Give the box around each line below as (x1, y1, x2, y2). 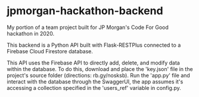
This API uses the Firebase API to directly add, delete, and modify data (7, 59, 181, 66)
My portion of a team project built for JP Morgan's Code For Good (7, 24, 169, 31)
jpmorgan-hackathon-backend (7, 4, 163, 18)
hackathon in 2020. (7, 30, 55, 37)
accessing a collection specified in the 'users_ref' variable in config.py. (7, 84, 181, 91)
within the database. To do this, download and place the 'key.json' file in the (7, 65, 193, 72)
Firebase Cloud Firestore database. (7, 47, 94, 54)
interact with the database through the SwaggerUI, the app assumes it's (7, 78, 184, 85)
